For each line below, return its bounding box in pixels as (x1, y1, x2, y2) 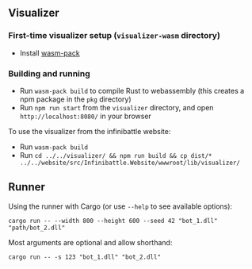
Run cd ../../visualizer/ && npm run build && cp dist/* (19, 150, 212, 159)
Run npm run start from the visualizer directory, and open (19, 102, 214, 112)
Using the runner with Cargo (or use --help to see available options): (8, 202, 232, 211)
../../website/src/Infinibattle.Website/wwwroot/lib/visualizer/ (19, 159, 240, 167)
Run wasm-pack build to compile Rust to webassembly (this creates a (19, 86, 245, 95)
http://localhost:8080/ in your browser (19, 111, 152, 121)
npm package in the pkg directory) (19, 94, 132, 104)
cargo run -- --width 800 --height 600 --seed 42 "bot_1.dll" (8, 217, 218, 225)
